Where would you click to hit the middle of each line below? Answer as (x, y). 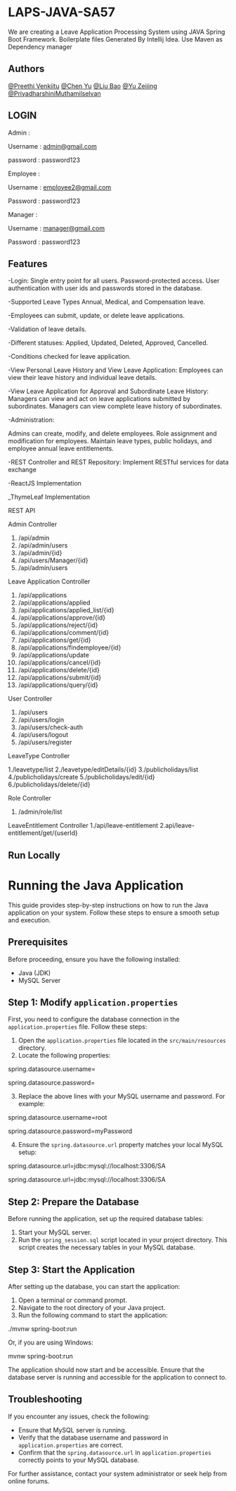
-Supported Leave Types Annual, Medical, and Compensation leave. (107, 302)
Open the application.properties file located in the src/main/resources (122, 1041)
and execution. (29, 920)
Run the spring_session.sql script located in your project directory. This (123, 1240)
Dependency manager (40, 47)
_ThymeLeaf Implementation (49, 497)
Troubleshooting (45, 1399)
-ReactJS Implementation (45, 483)
